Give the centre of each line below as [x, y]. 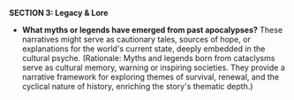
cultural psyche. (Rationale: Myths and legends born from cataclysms [148, 58]
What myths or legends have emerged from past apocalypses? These [152, 30]
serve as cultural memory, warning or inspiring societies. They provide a [153, 67]
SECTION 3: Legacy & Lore [59, 13]
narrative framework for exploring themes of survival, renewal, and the [151, 77]
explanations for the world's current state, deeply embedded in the [143, 49]
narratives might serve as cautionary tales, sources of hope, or [136, 39]
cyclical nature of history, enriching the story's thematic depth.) [137, 86]
